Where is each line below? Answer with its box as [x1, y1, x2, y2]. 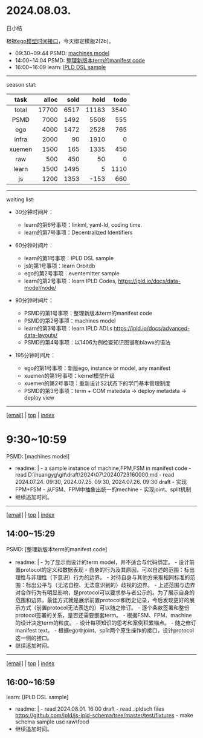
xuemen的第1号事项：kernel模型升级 [24, 372, 115, 379]
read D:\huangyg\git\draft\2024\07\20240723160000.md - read [14, 471, 175, 478]
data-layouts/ [24, 331, 58, 338]
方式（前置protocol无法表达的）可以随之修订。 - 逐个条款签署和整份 [20, 604, 190, 611]
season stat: [6, 81, 37, 88]
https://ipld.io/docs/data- [118, 277, 181, 284]
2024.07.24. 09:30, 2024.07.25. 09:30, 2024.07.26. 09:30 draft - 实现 [14, 478, 187, 485]
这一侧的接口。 [14, 634, 53, 642]
